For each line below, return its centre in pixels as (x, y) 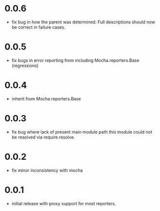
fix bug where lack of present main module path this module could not (82, 132)
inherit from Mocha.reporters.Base (46, 98)
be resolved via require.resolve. (43, 137)
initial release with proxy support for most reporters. (64, 203)
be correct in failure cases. (38, 27)
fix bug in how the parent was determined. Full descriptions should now (83, 22)
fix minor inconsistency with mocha (47, 170)
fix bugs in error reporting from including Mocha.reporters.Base (75, 60)
